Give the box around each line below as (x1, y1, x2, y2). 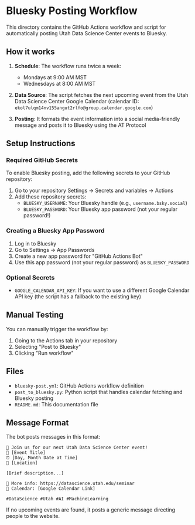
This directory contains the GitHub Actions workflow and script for (6, 23, 166, 31)
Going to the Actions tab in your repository (14, 336, 118, 344)
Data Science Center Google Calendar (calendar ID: (14, 97, 139, 105)
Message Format (6, 418, 69, 428)
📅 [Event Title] (6, 450, 46, 456)
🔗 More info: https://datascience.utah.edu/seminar (6, 480, 135, 487)
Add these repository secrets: (14, 193, 87, 200)
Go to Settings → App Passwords (14, 246, 95, 253)
